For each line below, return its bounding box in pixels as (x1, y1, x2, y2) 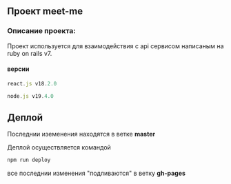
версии (7, 65, 30, 73)
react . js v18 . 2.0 (7, 80, 57, 87)
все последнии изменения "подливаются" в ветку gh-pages (7, 169, 186, 178)
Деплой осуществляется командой (7, 143, 112, 152)
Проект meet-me (7, 6, 83, 17)
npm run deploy (7, 156, 51, 164)
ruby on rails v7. (7, 49, 52, 57)
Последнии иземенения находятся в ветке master (7, 130, 156, 139)
